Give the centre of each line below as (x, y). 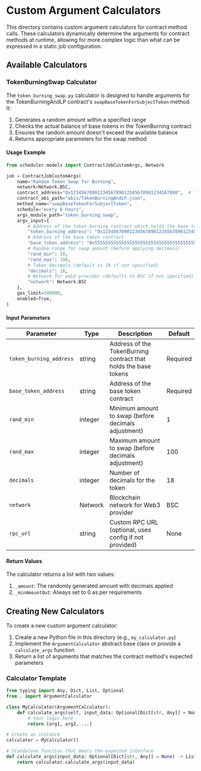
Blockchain (125, 497)
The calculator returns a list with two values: (61, 574)
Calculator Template (36, 678)
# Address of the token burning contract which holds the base (108, 226)
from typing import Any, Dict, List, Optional (65, 691)
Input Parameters (28, 318)
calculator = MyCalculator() (42, 740)
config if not (127, 537)
